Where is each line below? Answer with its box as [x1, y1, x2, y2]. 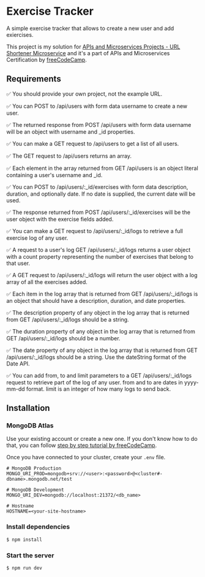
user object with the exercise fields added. [6, 215, 114, 223]
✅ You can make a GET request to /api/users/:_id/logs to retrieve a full [6, 227, 184, 234]
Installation [6, 403, 50, 413]
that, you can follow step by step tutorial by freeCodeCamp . [6, 441, 157, 449]
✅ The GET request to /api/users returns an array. [6, 152, 132, 159]
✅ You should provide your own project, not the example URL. [6, 90, 163, 97]
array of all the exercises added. [6, 278, 88, 286]
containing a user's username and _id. [6, 171, 103, 178]
